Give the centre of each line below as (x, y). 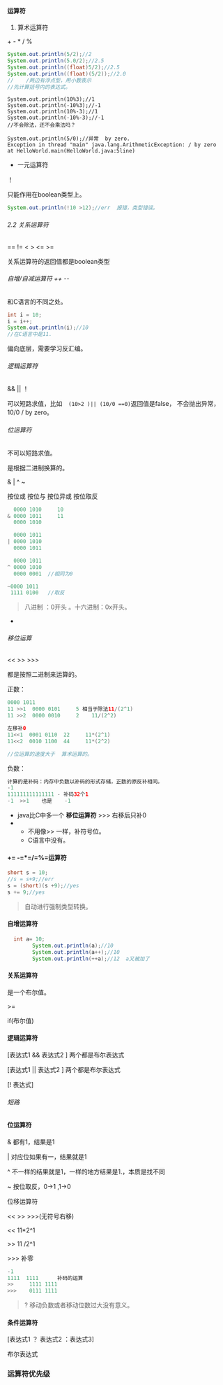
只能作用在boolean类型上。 (46, 195)
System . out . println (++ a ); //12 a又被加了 (91, 959)
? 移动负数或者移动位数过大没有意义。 (79, 1305)
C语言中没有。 (48, 841)
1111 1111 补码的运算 (45, 1278)
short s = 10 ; (28, 873)
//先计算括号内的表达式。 (39, 87)
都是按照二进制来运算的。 (44, 675)
